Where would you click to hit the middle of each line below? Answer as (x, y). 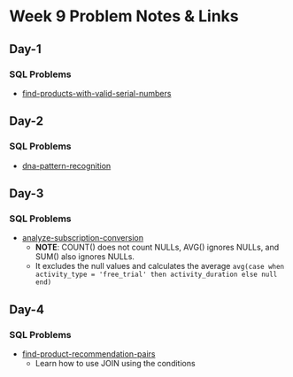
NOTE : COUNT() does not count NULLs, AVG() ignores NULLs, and (157, 247)
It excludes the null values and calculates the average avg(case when (160, 266)
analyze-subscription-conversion (83, 238)
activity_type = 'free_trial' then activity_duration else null (156, 275)
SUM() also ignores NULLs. (85, 257)
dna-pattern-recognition (66, 165)
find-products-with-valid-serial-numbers (96, 93)
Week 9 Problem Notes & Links (124, 16)
